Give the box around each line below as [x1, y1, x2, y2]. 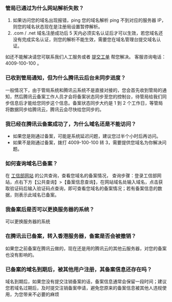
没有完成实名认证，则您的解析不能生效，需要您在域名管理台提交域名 [12, 36, 157, 43]
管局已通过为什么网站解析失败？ [5, 4, 84, 11]
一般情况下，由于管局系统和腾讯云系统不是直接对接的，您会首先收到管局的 [5, 87, 162, 93]
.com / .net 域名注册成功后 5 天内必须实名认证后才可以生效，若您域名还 [12, 30, 163, 36]
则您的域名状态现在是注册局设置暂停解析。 [12, 24, 103, 30]
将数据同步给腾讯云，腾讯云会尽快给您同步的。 [5, 106, 104, 112]
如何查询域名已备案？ [5, 160, 58, 167]
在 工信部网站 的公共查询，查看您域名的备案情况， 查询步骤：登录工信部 [5, 173, 157, 179]
